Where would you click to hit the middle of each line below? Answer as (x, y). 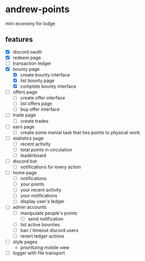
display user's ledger (42, 201)
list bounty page (37, 81)
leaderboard (33, 155)
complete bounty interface (48, 86)
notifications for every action (51, 167)
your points (32, 184)
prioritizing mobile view (45, 247)
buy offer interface (40, 109)
